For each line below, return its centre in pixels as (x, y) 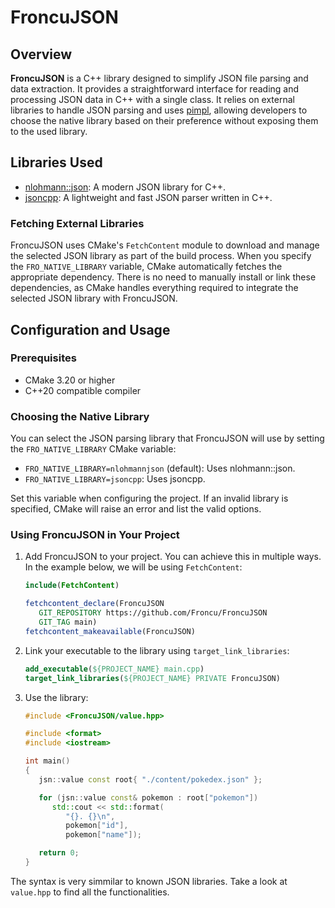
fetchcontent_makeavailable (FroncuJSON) (110, 631)
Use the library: (56, 697)
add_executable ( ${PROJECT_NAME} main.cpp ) (114, 669)
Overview (41, 54)
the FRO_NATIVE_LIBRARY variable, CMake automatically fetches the (146, 267)
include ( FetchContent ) (72, 586)
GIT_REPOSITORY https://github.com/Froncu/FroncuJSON (153, 613)
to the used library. (49, 131)
